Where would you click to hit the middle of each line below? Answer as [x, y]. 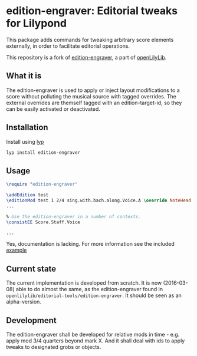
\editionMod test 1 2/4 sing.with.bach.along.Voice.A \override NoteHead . [100, 200]
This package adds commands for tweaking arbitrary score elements [90, 39]
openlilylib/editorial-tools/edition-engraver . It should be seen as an [94, 295]
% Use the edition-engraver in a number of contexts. [74, 216]
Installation [27, 128]
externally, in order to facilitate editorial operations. [68, 46]
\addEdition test [27, 195]
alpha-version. [24, 302]
